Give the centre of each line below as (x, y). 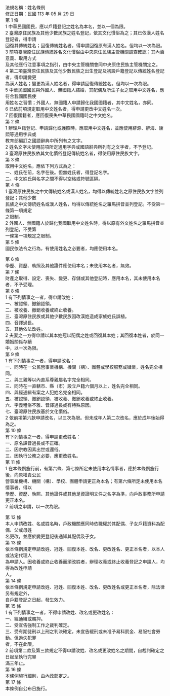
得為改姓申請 (18, 568)
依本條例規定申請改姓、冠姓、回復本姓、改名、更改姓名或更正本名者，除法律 (85, 587)
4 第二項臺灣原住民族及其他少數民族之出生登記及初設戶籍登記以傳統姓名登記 (85, 71)
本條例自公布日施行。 (27, 688)
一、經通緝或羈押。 (25, 619)
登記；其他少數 (21, 198)
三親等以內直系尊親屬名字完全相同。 (56, 380)
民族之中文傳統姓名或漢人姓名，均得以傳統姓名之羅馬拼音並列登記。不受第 (83, 204)
